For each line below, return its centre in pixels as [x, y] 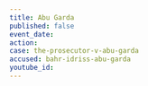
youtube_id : [32, 68]
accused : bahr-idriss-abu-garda [70, 59]
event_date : [32, 34]
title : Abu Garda [42, 17]
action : [24, 43]
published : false [42, 26]
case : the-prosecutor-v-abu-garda [74, 51]
